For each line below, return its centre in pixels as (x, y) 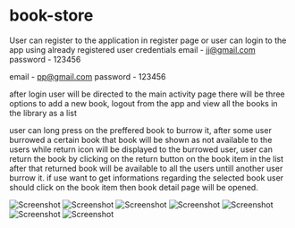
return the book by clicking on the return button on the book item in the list (147, 158)
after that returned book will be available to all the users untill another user (146, 168)
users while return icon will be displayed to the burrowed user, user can (141, 149)
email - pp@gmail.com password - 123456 (88, 76)
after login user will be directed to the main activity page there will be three (147, 94)
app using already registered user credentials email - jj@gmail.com (133, 49)
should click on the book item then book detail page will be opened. (134, 187)
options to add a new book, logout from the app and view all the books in (144, 103)
